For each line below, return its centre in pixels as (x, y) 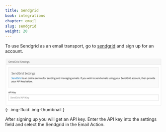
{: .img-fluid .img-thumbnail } (35, 109)
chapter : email (21, 21)
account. (14, 51)
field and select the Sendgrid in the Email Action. (55, 124)
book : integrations (25, 16)
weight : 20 (16, 31)
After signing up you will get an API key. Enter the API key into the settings (81, 119)
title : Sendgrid (22, 10)
